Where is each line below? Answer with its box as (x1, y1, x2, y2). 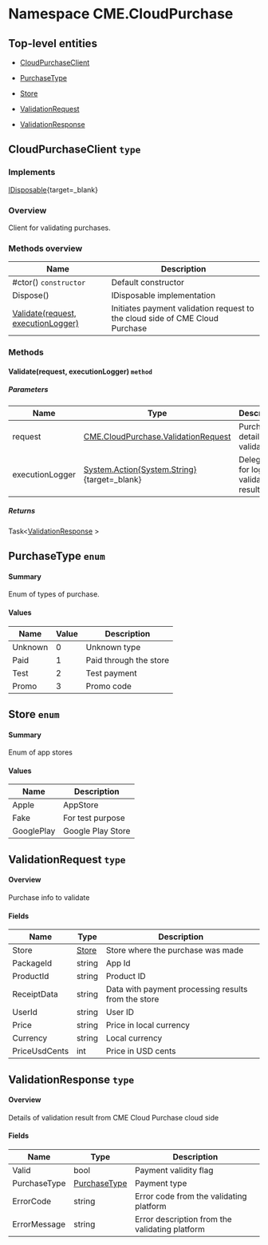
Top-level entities (8, 37, 98, 50)
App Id (105, 958, 131, 969)
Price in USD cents (105, 1045, 177, 1057)
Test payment (85, 668, 137, 679)
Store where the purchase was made (105, 945, 244, 956)
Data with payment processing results (105, 984, 248, 995)
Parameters (8, 385, 49, 395)
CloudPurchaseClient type (8, 143, 141, 157)
